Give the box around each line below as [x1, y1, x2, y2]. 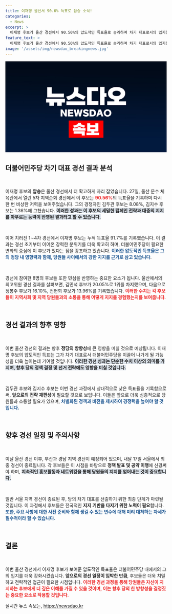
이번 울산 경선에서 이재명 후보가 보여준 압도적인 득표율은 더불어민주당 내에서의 [5, 566, 161, 572]
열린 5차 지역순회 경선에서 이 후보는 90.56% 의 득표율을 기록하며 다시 [23, 195, 162, 201]
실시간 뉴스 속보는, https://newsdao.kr [5, 603, 83, 609]
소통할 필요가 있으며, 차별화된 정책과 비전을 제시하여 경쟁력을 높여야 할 [18, 398, 159, 404]
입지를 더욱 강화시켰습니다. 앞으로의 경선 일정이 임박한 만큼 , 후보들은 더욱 [10, 572, 156, 579]
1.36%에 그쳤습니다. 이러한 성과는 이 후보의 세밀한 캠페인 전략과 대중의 [14, 208, 155, 214]
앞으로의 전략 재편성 [12, 392, 52, 398]
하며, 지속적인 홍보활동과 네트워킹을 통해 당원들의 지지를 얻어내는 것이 [10, 468, 149, 475]
